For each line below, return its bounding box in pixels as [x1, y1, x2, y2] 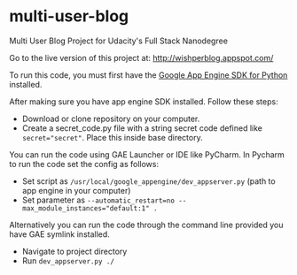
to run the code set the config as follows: [9, 158, 160, 169]
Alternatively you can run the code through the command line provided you [9, 219, 284, 230]
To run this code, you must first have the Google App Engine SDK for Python [9, 69, 288, 80]
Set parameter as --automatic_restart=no [21, 195, 176, 205]
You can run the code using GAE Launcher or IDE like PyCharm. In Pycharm [9, 149, 285, 160]
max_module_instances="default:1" [21, 203, 150, 213]
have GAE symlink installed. [9, 228, 111, 240]
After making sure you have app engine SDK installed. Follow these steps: [9, 95, 278, 107]
